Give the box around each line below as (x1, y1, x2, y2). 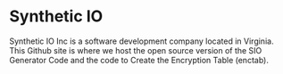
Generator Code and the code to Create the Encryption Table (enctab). (9, 54, 270, 65)
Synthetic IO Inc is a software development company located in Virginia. (9, 36, 274, 46)
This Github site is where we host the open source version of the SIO (9, 45, 262, 55)
